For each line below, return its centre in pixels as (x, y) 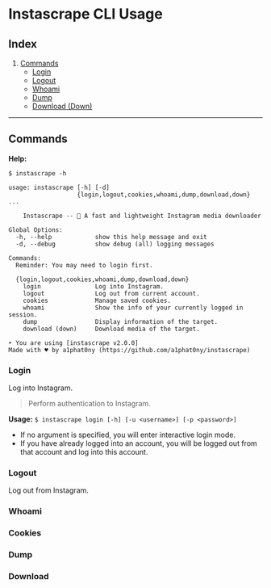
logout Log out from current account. (111, 293)
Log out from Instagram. (48, 490)
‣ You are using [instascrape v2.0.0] (73, 343)
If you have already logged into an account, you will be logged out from (139, 443)
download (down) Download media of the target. (111, 329)
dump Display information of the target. (121, 321)
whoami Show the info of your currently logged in (133, 308)
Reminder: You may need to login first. (84, 265)
